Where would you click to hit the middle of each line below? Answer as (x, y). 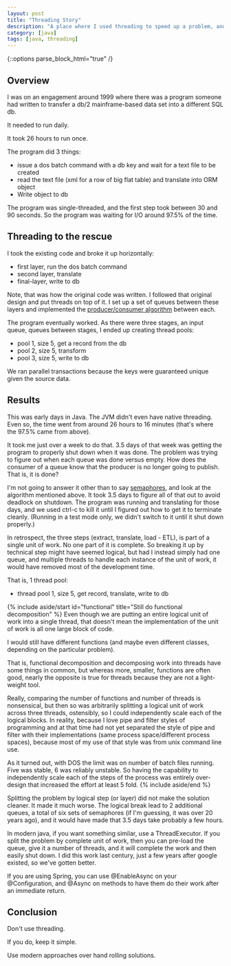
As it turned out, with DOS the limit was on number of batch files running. (111, 763)
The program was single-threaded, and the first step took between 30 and (112, 207)
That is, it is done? (33, 474)
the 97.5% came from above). (49, 431)
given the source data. (39, 378)
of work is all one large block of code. (60, 628)
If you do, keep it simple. (42, 942)
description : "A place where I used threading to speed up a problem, (110, 26)
